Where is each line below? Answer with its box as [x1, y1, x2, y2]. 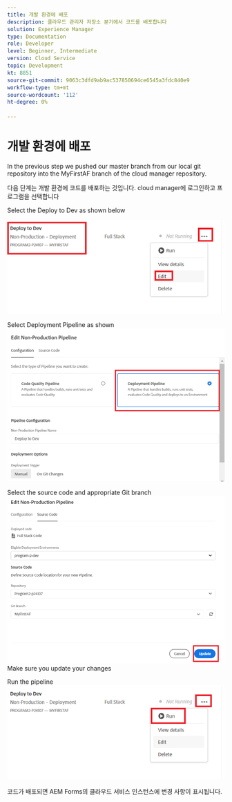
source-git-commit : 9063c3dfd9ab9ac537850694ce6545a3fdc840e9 [7, 77, 190, 84]
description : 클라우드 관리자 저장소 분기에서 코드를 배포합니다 [7, 18, 167, 26]
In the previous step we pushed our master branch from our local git [7, 162, 202, 170]
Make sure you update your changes [7, 664, 112, 673]
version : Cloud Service [7, 55, 76, 62]
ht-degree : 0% [7, 99, 48, 106]
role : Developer [7, 40, 54, 48]
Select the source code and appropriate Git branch [7, 488, 152, 496]
